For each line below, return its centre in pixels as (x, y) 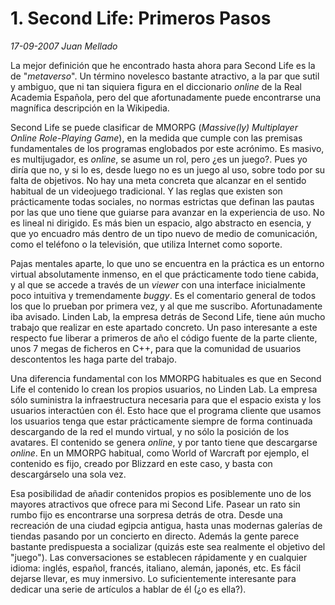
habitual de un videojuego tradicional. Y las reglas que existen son (146, 191)
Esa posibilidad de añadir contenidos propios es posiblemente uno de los (161, 493)
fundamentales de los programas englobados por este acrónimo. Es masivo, (167, 148)
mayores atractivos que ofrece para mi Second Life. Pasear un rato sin (155, 504)
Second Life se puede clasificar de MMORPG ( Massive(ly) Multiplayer (154, 127)
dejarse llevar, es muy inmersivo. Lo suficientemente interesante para (153, 578)
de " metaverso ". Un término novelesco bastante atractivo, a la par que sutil (165, 76)
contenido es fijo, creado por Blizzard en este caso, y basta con (141, 463)
